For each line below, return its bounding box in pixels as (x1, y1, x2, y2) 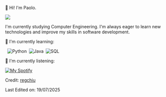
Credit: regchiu (5, 77, 36, 83)
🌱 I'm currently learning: (5, 39, 55, 44)
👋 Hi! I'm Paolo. (5, 5, 37, 10)
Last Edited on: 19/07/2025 (5, 87, 60, 93)
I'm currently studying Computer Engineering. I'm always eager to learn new (5, 24, 161, 29)
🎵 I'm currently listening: (5, 58, 55, 64)
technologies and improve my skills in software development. (5, 29, 130, 35)
